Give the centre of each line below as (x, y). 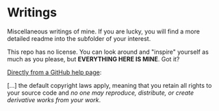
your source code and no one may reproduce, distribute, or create (101, 93)
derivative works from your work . (54, 99)
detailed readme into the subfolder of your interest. (79, 38)
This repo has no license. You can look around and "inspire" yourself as (108, 52)
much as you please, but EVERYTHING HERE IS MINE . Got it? (93, 59)
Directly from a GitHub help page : (54, 72)
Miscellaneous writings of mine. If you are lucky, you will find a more (104, 31)
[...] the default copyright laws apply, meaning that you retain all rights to (109, 85)
